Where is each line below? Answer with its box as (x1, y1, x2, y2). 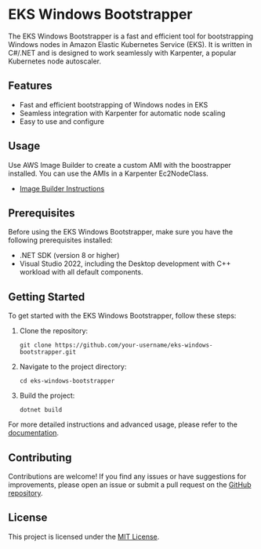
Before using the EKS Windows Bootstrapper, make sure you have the (8, 227, 234, 237)
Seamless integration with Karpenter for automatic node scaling (19, 108, 226, 118)
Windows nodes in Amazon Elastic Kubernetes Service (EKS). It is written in (8, 39, 252, 49)
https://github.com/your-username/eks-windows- (54, 341, 213, 350)
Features (8, 79, 53, 93)
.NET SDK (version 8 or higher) (19, 251, 120, 260)
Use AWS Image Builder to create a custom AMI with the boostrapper (8, 160, 231, 169)
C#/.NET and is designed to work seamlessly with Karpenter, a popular (8, 48, 237, 57)
